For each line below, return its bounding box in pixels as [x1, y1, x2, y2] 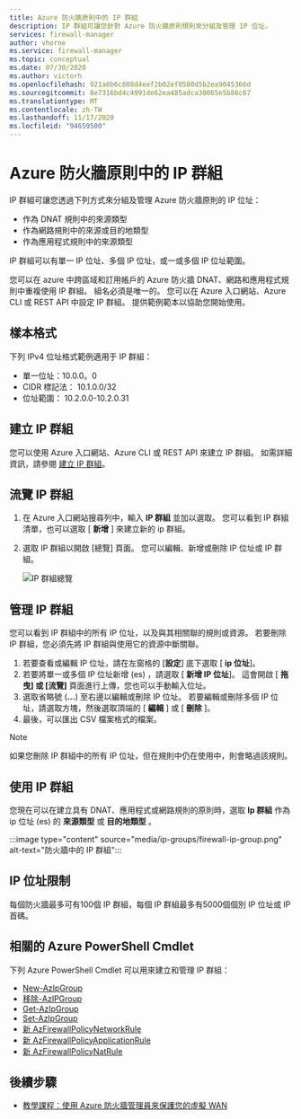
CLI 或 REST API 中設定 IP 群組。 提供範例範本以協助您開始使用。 [9, 296, 250, 307]
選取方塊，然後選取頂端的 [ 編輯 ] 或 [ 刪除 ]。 [46, 702, 216, 714]
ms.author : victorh [9, 72, 83, 81]
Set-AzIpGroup [22, 1012, 78, 1024]
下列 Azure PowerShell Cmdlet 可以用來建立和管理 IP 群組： [9, 965, 231, 975]
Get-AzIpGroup [22, 1003, 79, 1014]
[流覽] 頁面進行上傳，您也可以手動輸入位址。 [44, 680, 211, 692]
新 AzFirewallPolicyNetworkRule [22, 1023, 142, 1034]
